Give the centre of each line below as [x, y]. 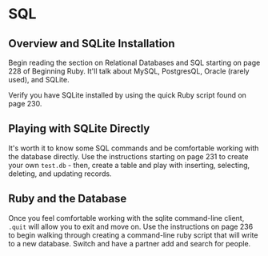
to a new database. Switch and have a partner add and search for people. [130, 243]
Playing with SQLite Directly [79, 129]
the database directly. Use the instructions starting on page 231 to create [128, 156]
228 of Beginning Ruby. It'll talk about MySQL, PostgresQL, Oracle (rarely [129, 71]
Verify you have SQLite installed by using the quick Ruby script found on [127, 95]
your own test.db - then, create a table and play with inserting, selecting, [129, 165]
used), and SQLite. [39, 80]
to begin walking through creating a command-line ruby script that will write [133, 235]
